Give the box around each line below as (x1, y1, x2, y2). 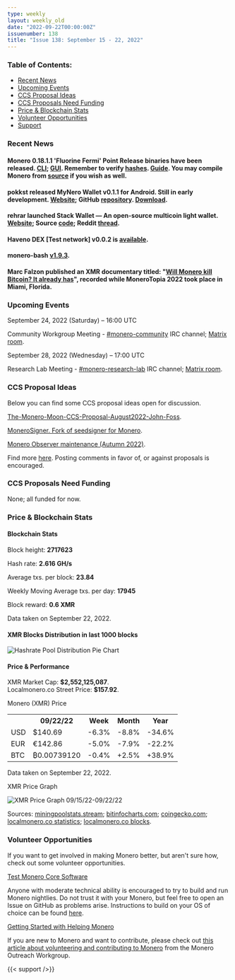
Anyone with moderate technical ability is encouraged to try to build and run (7, 886, 229, 894)
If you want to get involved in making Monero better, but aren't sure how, (7, 851, 219, 860)
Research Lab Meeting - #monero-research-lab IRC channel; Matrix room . (7, 365, 223, 374)
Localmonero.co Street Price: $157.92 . (7, 686, 119, 694)
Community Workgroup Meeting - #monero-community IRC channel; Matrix (7, 330, 227, 338)
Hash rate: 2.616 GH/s (7, 559, 73, 567)
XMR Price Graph (7, 783, 58, 791)
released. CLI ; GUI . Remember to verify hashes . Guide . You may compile (7, 163, 223, 172)
